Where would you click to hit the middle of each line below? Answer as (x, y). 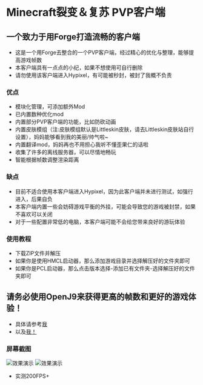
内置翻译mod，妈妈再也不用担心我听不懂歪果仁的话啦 (82, 145)
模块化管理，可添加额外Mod (50, 107)
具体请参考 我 (31, 324)
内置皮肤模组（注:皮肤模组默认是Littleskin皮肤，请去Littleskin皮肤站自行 (105, 129)
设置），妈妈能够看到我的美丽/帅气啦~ (62, 137)
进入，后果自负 (34, 199)
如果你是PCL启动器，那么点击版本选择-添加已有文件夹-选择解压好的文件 (105, 268)
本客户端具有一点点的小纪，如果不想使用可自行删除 (79, 68)
